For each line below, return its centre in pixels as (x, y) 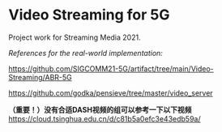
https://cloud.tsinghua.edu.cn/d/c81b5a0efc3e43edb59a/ (105, 118)
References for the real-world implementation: (86, 53)
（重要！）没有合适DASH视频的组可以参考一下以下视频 (100, 109)
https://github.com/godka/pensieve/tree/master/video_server (111, 93)
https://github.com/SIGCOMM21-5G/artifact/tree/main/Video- (111, 68)
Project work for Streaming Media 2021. (75, 37)
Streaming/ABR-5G (40, 77)
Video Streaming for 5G (89, 15)
